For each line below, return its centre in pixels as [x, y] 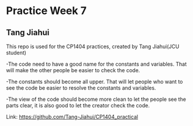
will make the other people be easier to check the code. [73, 70]
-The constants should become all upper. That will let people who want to [94, 81]
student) [16, 53]
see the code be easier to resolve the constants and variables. [81, 88]
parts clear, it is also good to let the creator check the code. [78, 105]
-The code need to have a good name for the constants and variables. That [96, 64]
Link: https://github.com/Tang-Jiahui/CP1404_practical [72, 117]
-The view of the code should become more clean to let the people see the [96, 99]
